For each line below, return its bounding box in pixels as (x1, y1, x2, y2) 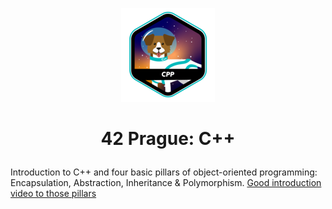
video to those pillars (10, 188, 97, 200)
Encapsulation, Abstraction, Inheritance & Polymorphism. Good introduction (10, 177, 322, 189)
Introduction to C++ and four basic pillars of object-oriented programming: (10, 166, 318, 178)
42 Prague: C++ (100, 128, 236, 150)
